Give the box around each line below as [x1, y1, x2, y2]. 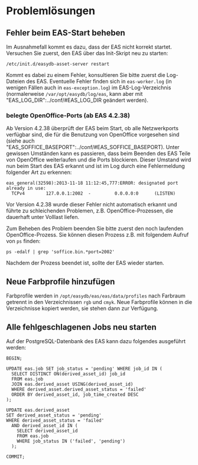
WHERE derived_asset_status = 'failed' [6, 417, 105, 424]
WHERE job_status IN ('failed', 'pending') [17, 438, 126, 444]
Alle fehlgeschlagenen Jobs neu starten [6, 322, 157, 332]
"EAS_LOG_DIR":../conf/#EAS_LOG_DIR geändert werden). [6, 96, 149, 104]
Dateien [6, 78, 25, 85]
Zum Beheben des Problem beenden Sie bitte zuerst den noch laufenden [6, 225, 184, 232]
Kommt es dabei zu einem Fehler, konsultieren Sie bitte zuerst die [6, 72, 165, 78]
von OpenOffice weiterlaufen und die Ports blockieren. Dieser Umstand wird [6, 156, 191, 163]
